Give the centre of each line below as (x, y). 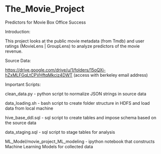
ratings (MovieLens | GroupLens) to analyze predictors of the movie (73, 46)
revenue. (14, 51)
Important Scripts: (23, 84)
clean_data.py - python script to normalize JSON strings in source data (76, 94)
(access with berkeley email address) (111, 75)
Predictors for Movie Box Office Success (45, 22)
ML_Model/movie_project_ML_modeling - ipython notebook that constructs (80, 141)
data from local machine (29, 108)
